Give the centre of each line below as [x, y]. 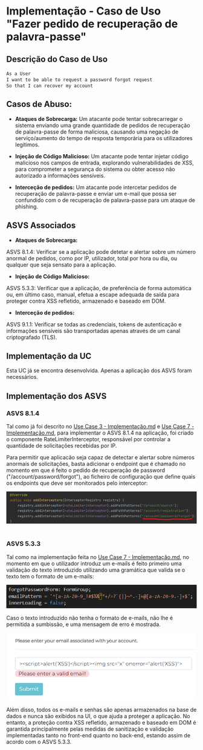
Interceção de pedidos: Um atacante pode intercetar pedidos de [96, 187]
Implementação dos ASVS [56, 396]
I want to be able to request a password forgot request [79, 80]
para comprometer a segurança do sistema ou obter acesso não [95, 169]
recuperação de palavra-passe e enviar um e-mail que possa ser [96, 193]
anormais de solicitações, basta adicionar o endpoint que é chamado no [96, 464]
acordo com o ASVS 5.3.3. [39, 742]
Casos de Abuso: [39, 104]
